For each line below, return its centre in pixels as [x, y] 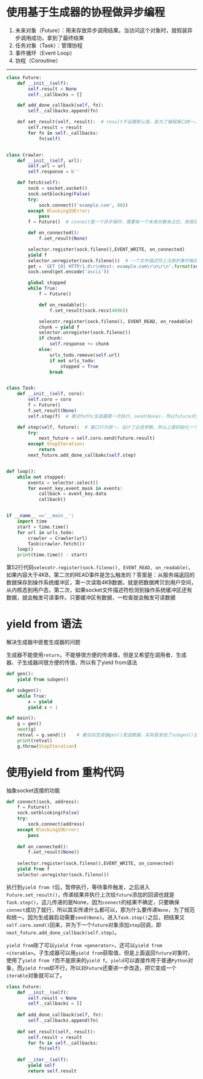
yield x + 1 [43, 707]
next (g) [27, 730]
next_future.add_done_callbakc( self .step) [82, 456]
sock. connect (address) [56, 824]
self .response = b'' [54, 172]
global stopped [47, 283]
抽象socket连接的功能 [33, 790]
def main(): [21, 718]
